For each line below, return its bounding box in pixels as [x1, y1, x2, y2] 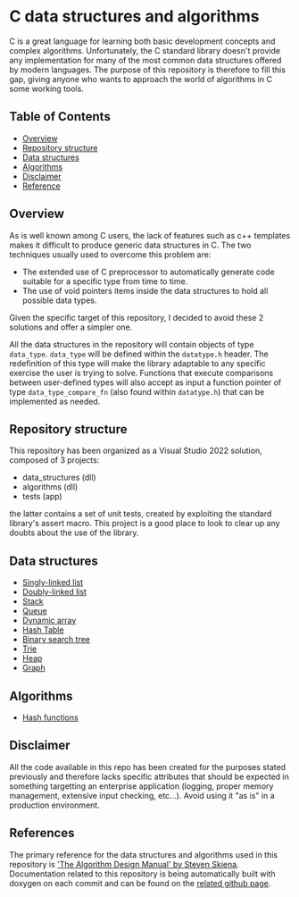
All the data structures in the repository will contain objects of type [9, 339, 254, 349]
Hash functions [21, 712, 79, 723]
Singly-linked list [21, 577, 84, 588]
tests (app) [21, 491, 62, 502]
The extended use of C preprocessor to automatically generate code [21, 266, 275, 277]
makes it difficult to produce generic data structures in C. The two [9, 239, 252, 250]
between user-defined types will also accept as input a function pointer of [9, 377, 282, 388]
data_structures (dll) [21, 472, 96, 483]
